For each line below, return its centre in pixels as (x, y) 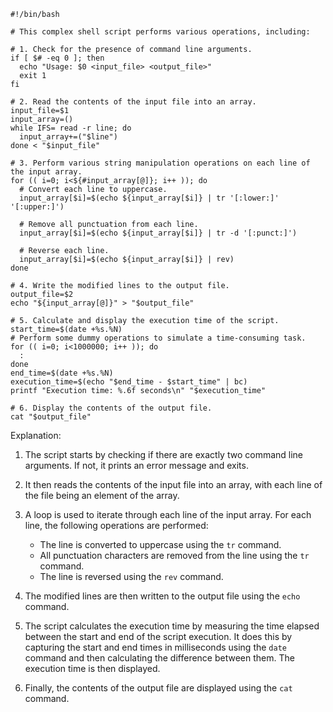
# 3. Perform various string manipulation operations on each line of (160, 163)
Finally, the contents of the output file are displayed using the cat (158, 688)
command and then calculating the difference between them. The (159, 658)
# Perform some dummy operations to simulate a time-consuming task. (158, 338)
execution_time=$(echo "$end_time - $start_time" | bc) (129, 382)
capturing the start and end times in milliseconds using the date (155, 647)
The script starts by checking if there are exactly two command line (164, 454)
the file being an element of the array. (102, 495)
